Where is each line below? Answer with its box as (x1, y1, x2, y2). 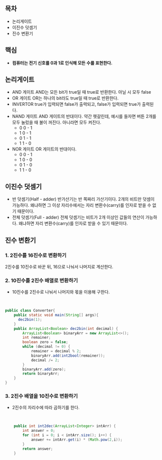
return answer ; (22, 446, 53, 451)
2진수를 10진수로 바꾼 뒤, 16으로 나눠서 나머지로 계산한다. (5, 263, 113, 269)
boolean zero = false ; (22, 340, 68, 345)
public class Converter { (5, 308, 55, 313)
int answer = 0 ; (22, 428, 55, 433)
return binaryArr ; (22, 371, 60, 376)
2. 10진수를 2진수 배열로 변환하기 (5, 277, 78, 284)
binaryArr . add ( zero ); (22, 367, 66, 372)
